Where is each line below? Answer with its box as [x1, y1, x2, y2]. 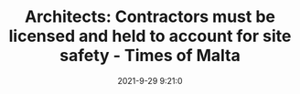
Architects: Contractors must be [24, 6, 276, 27]
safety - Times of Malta [59, 46, 241, 66]
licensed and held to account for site [8, 26, 292, 47]
